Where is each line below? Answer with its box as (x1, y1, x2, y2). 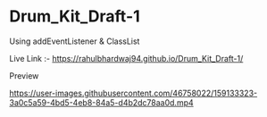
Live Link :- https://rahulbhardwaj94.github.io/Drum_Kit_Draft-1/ (9, 53, 244, 63)
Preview (9, 70, 39, 81)
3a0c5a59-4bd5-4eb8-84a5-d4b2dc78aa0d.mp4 (9, 96, 194, 108)
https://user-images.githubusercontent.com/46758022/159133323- (9, 88, 257, 98)
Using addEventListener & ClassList (9, 36, 140, 46)
